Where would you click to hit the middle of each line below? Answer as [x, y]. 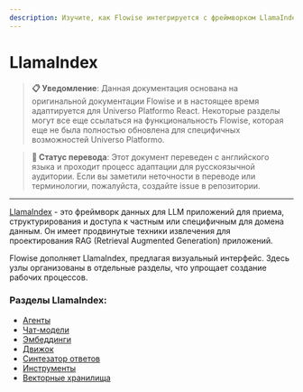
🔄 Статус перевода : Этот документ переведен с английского [150, 157]
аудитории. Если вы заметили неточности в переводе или [143, 176]
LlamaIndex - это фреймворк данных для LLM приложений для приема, [147, 211]
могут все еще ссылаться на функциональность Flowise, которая [157, 120]
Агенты [37, 320]
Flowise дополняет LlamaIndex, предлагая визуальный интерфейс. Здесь [150, 257]
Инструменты [49, 368]
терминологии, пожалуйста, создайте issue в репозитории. [146, 185]
